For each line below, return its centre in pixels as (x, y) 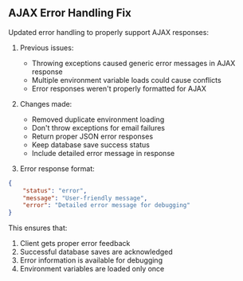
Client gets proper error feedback (75, 244)
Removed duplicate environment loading (98, 119)
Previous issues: (47, 48)
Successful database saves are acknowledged (96, 252)
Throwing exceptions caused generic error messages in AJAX (133, 63)
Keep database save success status (90, 144)
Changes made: (46, 103)
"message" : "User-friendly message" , (85, 198)
